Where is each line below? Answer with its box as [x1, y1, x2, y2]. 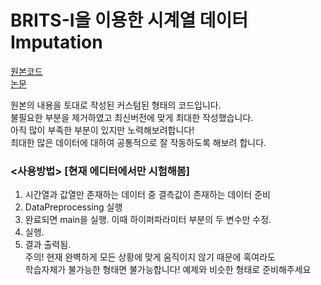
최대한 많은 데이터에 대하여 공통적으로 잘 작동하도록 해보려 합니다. [10, 136, 267, 148]
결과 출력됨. [24, 239, 72, 251]
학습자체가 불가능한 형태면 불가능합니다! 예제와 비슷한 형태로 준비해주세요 [24, 264, 312, 276]
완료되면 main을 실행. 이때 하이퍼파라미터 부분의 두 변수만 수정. [24, 214, 272, 226]
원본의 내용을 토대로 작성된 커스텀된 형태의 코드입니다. [10, 99, 222, 111]
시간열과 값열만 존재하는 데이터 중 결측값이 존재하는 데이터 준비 [24, 189, 271, 201]
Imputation [10, 31, 103, 54]
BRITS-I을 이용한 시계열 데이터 [10, 9, 249, 32]
